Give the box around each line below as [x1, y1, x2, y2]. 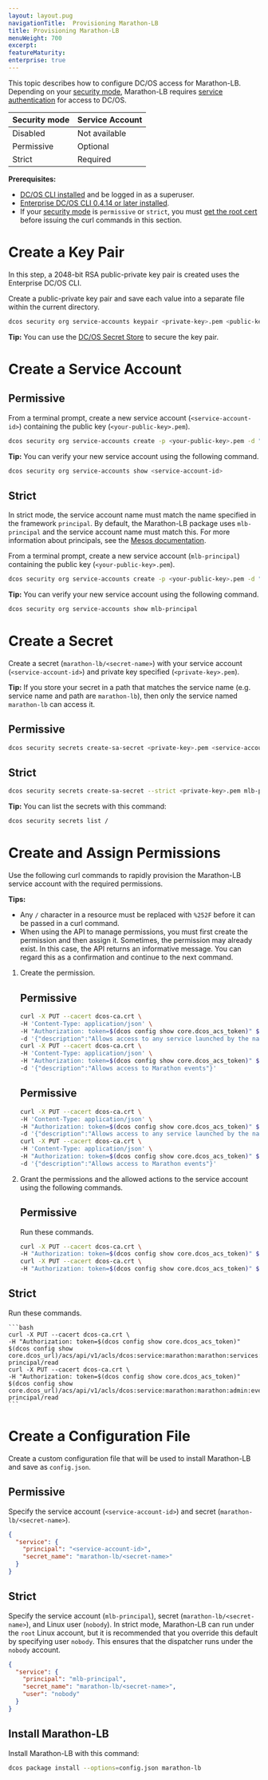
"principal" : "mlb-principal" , [22, 1675, 127, 1683]
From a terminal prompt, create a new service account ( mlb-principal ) [8, 551, 241, 561]
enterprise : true [8, 57, 66, 65]
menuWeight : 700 [8, 34, 62, 42]
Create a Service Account [8, 360, 182, 378]
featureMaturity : [8, 49, 66, 57]
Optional [77, 141, 109, 152]
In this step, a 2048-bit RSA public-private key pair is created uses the [8, 269, 240, 279]
